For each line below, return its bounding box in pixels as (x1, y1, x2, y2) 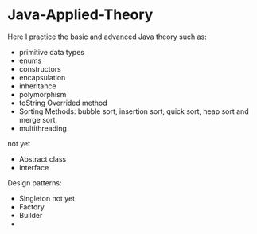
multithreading (18, 123, 67, 133)
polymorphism (18, 89, 67, 99)
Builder (18, 210, 43, 220)
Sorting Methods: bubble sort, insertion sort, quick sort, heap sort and (18, 106, 249, 116)
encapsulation (18, 72, 66, 82)
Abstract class (18, 154, 67, 164)
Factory (18, 201, 45, 212)
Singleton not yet (18, 193, 76, 203)
